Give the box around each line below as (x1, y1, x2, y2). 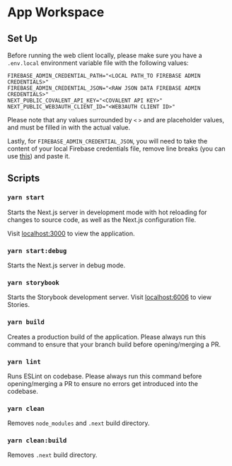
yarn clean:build (7, 436, 67, 445)
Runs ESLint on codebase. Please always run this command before (7, 372, 202, 380)
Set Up (7, 33, 37, 45)
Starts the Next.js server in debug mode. (7, 261, 126, 269)
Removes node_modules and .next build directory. (7, 419, 150, 428)
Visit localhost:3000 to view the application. (7, 229, 136, 238)
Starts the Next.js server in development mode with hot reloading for (7, 208, 207, 216)
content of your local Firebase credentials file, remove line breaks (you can (7, 144, 226, 153)
